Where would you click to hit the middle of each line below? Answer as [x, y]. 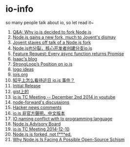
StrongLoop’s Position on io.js [43, 64]
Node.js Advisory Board [37, 124]
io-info [20, 9]
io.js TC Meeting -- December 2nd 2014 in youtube [64, 97]
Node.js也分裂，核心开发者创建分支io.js [52, 48]
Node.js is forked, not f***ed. [42, 134]
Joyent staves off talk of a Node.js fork [52, 42]
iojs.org [20, 74]
